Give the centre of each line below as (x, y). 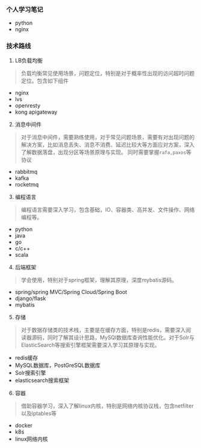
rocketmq (27, 184)
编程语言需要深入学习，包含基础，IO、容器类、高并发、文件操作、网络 (108, 209)
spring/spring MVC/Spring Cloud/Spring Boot (71, 292)
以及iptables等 (39, 413)
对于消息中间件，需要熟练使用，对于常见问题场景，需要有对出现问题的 (108, 137)
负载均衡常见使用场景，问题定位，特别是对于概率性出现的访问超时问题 (108, 73)
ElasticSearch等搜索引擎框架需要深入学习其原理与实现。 (90, 345)
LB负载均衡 (29, 60)
